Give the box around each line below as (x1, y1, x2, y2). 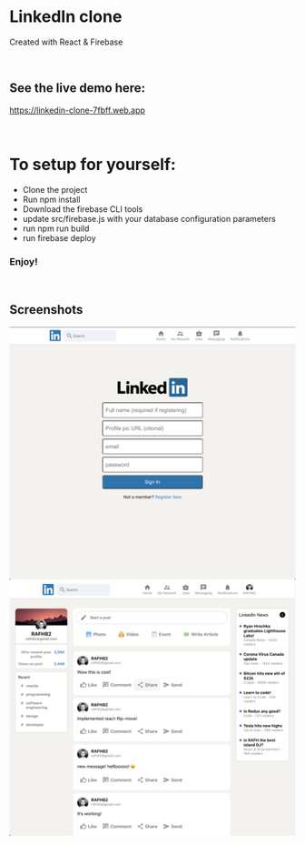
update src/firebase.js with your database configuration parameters (22, 213, 277, 224)
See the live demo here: (9, 80, 146, 96)
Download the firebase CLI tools (22, 203, 143, 215)
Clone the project (22, 184, 88, 195)
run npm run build (22, 223, 90, 234)
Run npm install (22, 194, 81, 205)
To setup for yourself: (9, 154, 177, 175)
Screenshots (9, 302, 84, 317)
